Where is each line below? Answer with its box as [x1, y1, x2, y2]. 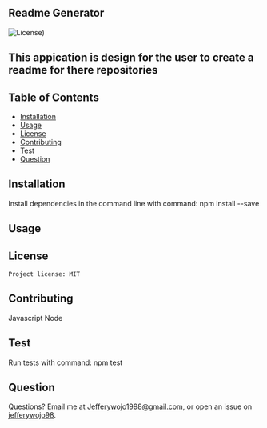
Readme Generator [8, 6, 105, 20]
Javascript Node [8, 313, 63, 322]
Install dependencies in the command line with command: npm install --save [8, 198, 260, 208]
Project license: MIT [8, 270, 81, 278]
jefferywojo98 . [8, 410, 56, 420]
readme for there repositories [8, 63, 158, 77]
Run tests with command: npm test [8, 358, 123, 367]
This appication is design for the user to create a [8, 51, 254, 65]
